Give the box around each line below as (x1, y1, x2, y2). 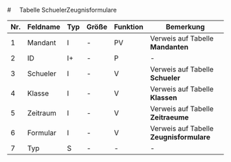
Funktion (113, 22, 144, 32)
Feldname (27, 22, 60, 32)
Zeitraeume (150, 113, 189, 122)
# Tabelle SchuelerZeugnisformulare (7, 6, 117, 14)
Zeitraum (27, 108, 56, 117)
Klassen (150, 93, 177, 102)
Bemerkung (166, 22, 205, 32)
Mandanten (150, 43, 189, 51)
